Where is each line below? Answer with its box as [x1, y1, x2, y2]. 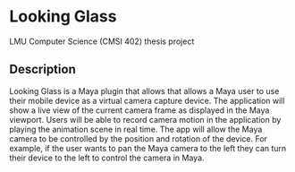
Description [9, 62, 76, 77]
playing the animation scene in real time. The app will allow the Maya [9, 124, 263, 134]
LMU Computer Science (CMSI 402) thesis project [9, 36, 195, 47]
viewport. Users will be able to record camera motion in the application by [9, 114, 282, 125]
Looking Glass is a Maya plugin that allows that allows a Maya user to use [9, 85, 280, 96]
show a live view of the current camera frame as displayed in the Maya [9, 105, 270, 116]
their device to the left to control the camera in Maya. [9, 152, 205, 163]
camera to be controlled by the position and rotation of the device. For [9, 133, 268, 144]
